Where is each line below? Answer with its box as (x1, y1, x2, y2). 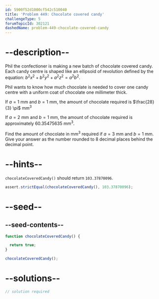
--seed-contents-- (5, 221, 64, 229)
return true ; (9, 243, 36, 248)
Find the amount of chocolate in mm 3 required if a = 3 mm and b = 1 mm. (5, 130, 154, 137)
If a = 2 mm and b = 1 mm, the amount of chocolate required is (5, 114, 133, 120)
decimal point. (5, 141, 34, 147)
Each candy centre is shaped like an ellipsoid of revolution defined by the (5, 69, 154, 75)
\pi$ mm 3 (12, 104, 32, 111)
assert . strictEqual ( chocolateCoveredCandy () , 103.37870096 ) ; (5, 185, 133, 189)
